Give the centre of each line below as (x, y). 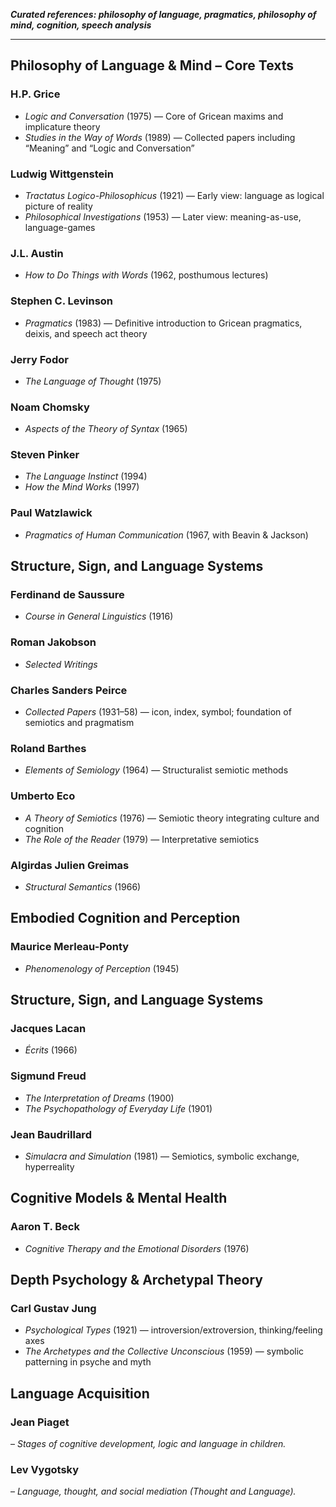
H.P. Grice (35, 94)
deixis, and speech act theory (86, 333)
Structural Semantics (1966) (83, 886)
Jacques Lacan (48, 1028)
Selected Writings (61, 664)
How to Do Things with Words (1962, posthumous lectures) (146, 275)
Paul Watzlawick (51, 513)
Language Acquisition (80, 1393)
